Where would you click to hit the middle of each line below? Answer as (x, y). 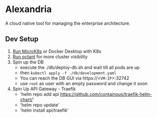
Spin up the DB (28, 62)
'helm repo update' (40, 105)
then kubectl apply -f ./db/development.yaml (68, 73)
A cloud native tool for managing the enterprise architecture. (68, 23)
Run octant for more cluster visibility (50, 56)
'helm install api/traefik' (44, 110)
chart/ (26, 99)
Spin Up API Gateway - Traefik (44, 89)
